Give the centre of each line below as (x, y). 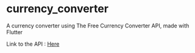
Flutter (15, 32)
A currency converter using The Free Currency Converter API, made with (98, 26)
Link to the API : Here (33, 44)
